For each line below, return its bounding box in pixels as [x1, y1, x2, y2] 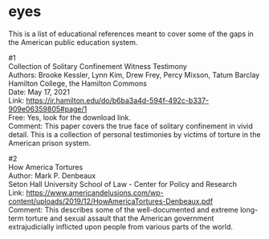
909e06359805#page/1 [8, 103, 88, 114]
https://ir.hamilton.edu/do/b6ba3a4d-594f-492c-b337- [26, 95, 210, 105]
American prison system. [8, 138, 92, 148]
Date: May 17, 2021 [8, 87, 71, 96]
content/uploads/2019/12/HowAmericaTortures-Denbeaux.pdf [8, 196, 214, 206]
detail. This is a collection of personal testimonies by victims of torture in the [8, 129, 261, 139]
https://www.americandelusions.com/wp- [26, 188, 164, 197]
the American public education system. [8, 37, 138, 47]
